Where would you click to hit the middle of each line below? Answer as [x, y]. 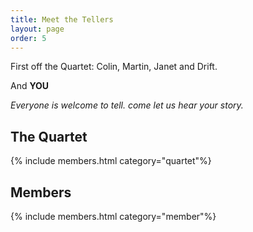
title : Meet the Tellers [62, 19]
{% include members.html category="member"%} [113, 216]
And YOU [30, 86]
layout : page [37, 29]
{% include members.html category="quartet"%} [111, 161]
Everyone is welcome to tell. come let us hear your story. [127, 105]
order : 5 [28, 38]
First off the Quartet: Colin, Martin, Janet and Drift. [114, 67]
